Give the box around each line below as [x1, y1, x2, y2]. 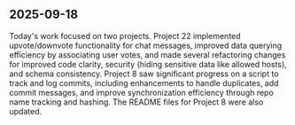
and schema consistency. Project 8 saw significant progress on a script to [9, 68, 279, 79]
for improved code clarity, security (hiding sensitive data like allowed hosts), [9, 59, 288, 69]
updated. [9, 105, 43, 116]
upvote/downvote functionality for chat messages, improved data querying [9, 40, 283, 51]
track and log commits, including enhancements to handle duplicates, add [9, 77, 279, 88]
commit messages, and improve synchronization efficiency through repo [9, 87, 275, 98]
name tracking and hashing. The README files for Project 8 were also [9, 97, 264, 107]
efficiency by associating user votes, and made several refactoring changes [9, 49, 286, 60]
